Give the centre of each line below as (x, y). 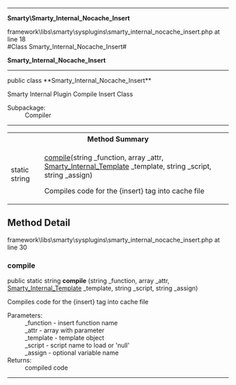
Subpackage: (26, 107)
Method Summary (118, 139)
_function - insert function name (71, 323)
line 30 (17, 247)
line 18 (17, 39)
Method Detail (39, 223)
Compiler (38, 115)
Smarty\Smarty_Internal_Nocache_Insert (68, 18)
